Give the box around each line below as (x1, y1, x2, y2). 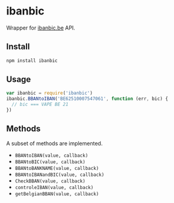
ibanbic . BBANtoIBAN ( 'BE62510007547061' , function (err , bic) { (6, 96, 169, 102)
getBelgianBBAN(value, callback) (14, 191, 99, 197)
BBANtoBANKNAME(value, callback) (14, 165, 99, 171)
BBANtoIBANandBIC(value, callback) (14, 172, 105, 178)
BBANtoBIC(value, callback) (14, 158, 85, 165)
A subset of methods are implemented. (6, 140, 103, 147)
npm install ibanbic (6, 57, 58, 64)
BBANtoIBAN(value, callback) (14, 152, 89, 158)
